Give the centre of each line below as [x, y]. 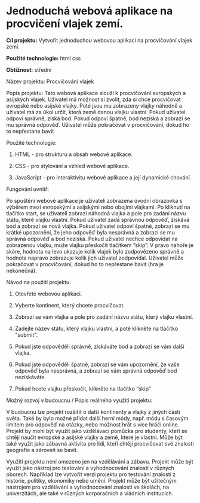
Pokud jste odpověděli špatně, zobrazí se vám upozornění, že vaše [97, 364]
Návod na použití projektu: [39, 282]
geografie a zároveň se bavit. [42, 450]
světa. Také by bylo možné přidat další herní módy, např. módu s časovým [97, 418]
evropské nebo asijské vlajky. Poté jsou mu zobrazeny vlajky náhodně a [94, 105]
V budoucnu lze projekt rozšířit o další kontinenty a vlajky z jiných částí [93, 411]
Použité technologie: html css [44, 58]
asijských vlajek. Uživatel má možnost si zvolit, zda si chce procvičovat [93, 99]
